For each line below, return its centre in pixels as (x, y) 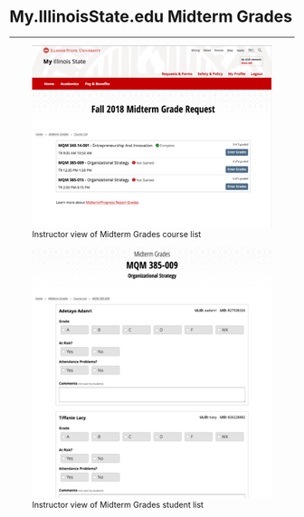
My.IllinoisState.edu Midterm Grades (151, 17)
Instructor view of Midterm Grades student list (118, 504)
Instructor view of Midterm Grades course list (117, 235)
